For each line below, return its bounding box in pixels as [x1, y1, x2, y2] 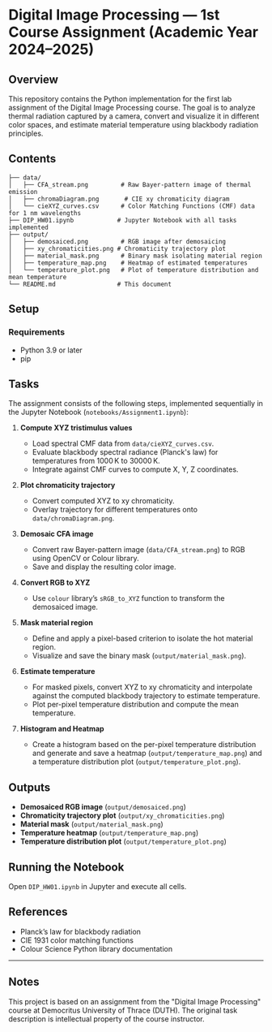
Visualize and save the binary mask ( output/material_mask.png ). [32, 651, 247, 661]
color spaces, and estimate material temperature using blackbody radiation [8, 120, 259, 129]
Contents [8, 152, 57, 166]
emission [8, 188, 38, 196]
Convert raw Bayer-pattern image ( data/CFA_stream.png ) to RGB [32, 545, 245, 555]
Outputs [8, 780, 51, 794]
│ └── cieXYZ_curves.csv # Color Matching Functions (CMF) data [8, 201, 255, 210]
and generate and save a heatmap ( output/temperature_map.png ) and [32, 749, 262, 758]
